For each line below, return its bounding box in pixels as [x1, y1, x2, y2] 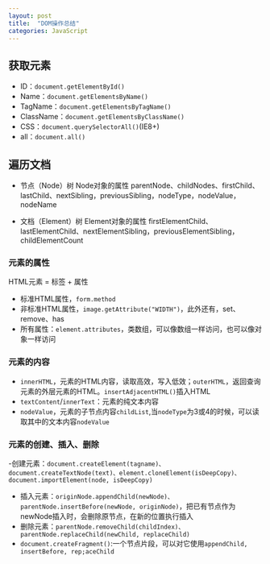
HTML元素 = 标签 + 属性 [8, 277, 89, 287]
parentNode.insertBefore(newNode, [19, 503, 136, 511]
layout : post [8, 11, 52, 20]
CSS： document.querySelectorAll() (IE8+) [19, 122, 160, 131]
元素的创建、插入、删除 [8, 438, 99, 450]
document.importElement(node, [8, 476, 110, 484]
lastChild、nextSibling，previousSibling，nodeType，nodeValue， [19, 191, 240, 200]
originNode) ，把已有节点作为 [139, 501, 236, 511]
